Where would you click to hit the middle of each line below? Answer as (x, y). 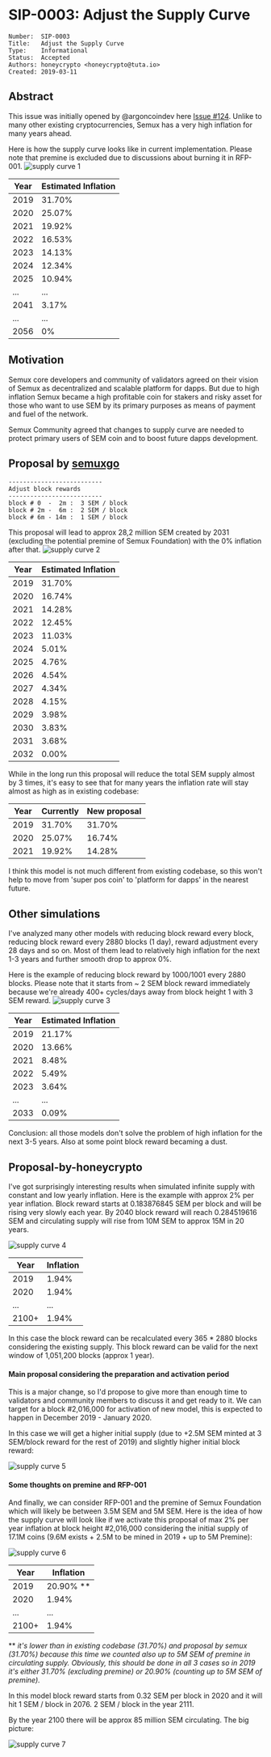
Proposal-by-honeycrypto (75, 1167)
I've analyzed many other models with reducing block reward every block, (131, 934)
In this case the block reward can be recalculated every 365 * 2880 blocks (133, 1338)
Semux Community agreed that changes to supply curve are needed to (126, 430)
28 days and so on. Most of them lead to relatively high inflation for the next (134, 950)
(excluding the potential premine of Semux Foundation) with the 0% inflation (135, 541)
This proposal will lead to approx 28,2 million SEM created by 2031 (119, 532)
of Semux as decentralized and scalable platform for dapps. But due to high (134, 388)
